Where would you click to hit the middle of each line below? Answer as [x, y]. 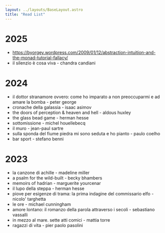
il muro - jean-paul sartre [38, 128]
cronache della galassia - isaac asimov [52, 108]
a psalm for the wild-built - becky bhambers [57, 178]
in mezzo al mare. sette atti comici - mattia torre [61, 220]
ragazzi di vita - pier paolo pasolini [48, 226]
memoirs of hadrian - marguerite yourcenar [56, 183]
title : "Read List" [25, 14]
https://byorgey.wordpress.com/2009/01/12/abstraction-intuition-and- [84, 53]
